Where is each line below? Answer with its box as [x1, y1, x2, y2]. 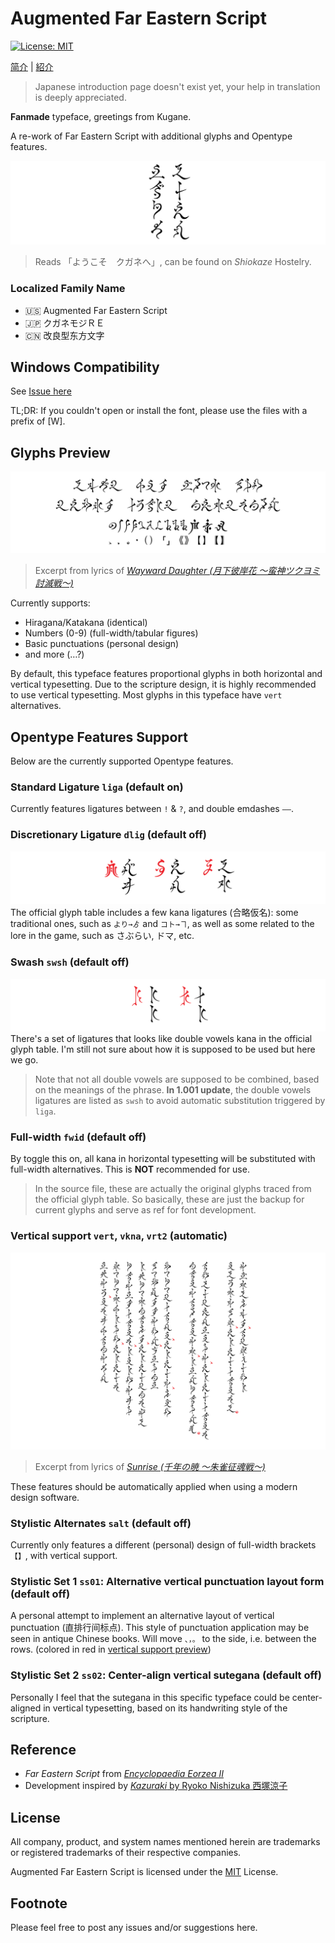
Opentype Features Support [10, 728, 189, 746]
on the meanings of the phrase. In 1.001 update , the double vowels [34, 1084, 312, 1096]
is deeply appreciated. [34, 91, 127, 103]
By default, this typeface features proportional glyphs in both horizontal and [10, 668, 323, 680]
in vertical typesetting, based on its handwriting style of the [43, 1702, 288, 1714]
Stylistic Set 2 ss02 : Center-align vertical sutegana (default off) [10, 1668, 322, 1682]
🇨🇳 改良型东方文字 [24, 329, 105, 341]
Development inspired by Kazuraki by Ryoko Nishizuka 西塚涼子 [24, 1780, 288, 1792]
